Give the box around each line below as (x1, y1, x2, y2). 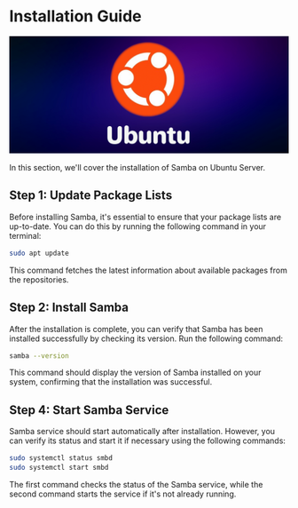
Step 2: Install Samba (9, 300, 129, 315)
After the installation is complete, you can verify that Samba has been (9, 323, 263, 334)
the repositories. (9, 274, 69, 285)
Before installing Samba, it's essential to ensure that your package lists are (9, 211, 282, 222)
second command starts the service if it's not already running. (9, 488, 237, 499)
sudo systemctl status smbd (9, 454, 114, 463)
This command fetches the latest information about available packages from (9, 265, 288, 275)
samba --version (9, 351, 69, 361)
